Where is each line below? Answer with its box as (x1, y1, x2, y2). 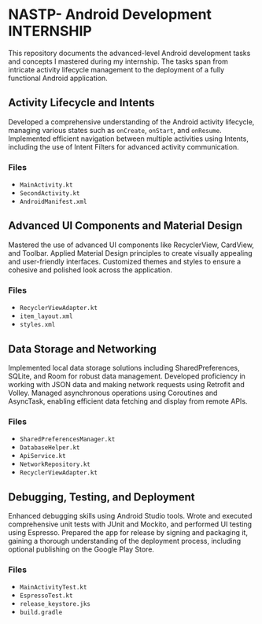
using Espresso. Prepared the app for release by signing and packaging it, (8, 528, 248, 537)
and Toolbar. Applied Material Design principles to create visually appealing (8, 248, 253, 257)
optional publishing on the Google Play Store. (8, 545, 155, 554)
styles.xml (19, 321, 56, 329)
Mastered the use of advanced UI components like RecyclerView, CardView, (8, 240, 254, 249)
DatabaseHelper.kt (19, 444, 80, 452)
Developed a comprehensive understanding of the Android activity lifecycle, (8, 116, 255, 127)
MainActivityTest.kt (19, 584, 87, 592)
